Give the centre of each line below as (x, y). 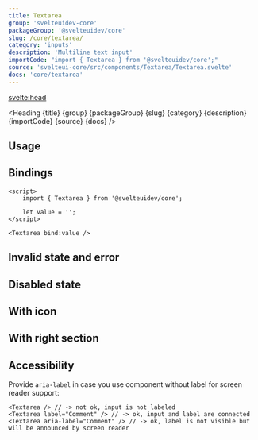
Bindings (31, 173)
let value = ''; (50, 212)
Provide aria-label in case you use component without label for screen (125, 384)
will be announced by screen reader (69, 428)
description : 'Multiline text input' (71, 52)
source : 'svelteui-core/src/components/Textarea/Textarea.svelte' (120, 68)
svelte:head (27, 97)
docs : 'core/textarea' (46, 75)
